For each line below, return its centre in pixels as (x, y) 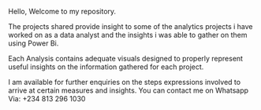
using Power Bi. (34, 43)
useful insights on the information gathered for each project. (106, 67)
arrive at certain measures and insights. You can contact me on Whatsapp (129, 90)
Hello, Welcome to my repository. (62, 11)
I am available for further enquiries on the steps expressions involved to (125, 82)
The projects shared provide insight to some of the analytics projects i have (131, 26)
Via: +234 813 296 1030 (47, 99)
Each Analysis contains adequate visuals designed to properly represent (125, 59)
